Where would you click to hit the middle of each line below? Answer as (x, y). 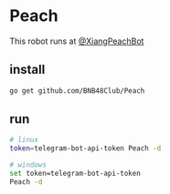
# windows (28, 165)
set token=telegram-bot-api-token (75, 174)
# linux (24, 140)
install (27, 70)
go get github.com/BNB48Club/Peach (77, 91)
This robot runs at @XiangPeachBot (77, 41)
